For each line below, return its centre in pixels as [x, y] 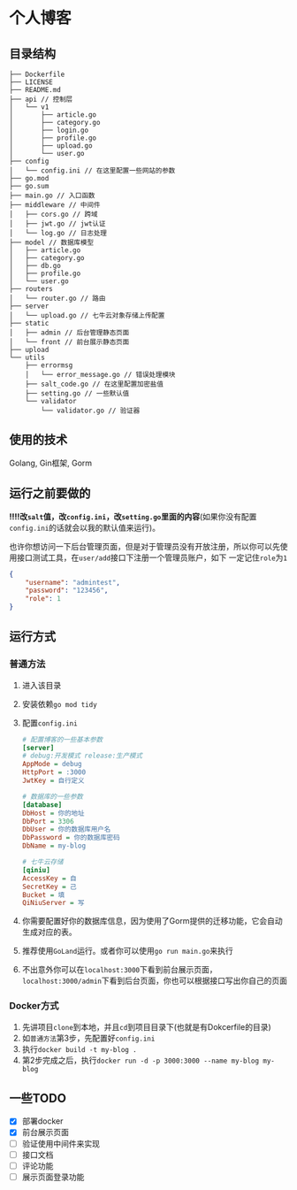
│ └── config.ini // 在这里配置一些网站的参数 [92, 171]
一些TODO [38, 1098]
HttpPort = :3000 [54, 772]
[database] [42, 805]
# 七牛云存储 [42, 862]
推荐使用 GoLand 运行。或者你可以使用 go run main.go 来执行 [127, 951]
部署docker [42, 1121]
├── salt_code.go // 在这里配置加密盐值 [94, 384]
